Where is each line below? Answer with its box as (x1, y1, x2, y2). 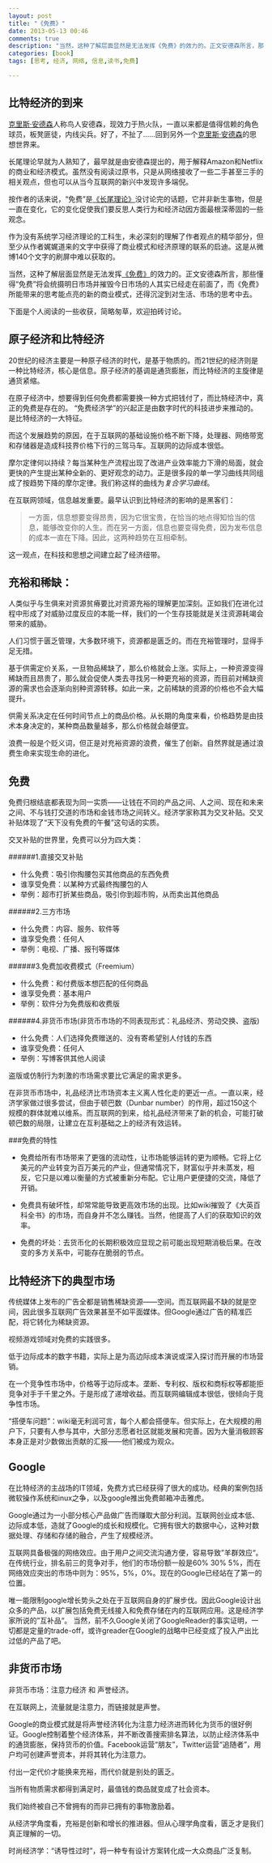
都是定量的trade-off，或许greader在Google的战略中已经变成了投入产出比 (15, 1625, 259, 1635)
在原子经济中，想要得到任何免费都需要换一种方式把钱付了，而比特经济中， (8, 393, 257, 402)
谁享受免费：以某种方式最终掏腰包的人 (19, 879, 148, 889)
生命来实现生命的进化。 (15, 748, 94, 758)
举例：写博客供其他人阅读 (19, 1053, 106, 1063)
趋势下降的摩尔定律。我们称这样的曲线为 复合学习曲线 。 (29, 478, 215, 487)
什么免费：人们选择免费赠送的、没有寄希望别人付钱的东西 (19, 1033, 212, 1043)
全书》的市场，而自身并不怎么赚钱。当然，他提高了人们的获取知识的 (27, 1210, 255, 1220)
